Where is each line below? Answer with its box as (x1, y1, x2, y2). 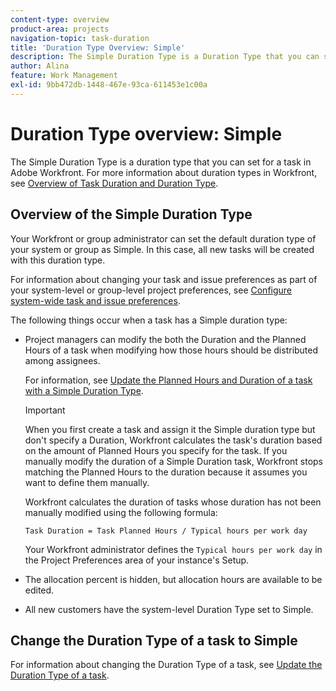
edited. (24, 584, 55, 596)
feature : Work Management (10, 71, 118, 81)
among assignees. (24, 354, 101, 366)
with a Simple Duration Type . (24, 384, 144, 396)
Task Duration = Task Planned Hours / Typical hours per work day (24, 526, 308, 536)
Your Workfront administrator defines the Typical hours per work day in (24, 543, 323, 555)
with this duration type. (10, 254, 106, 266)
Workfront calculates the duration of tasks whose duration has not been (24, 496, 322, 508)
